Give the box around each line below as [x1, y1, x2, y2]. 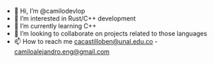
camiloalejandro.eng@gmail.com [13, 47, 110, 56]
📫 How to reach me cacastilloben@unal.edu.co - [13, 38, 158, 45]
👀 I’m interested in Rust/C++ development [13, 14, 136, 23]
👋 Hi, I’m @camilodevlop [13, 7, 85, 15]
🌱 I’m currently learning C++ [13, 22, 97, 30]
